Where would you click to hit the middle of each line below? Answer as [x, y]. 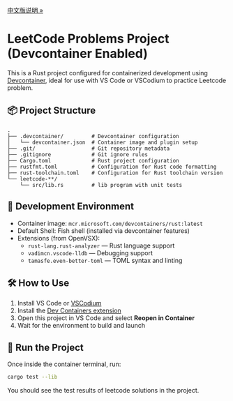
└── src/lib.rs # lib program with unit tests [101, 185]
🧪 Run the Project [45, 347]
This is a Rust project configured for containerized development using [107, 73]
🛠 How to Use [38, 283]
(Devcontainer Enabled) [78, 54]
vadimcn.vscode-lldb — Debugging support [90, 252]
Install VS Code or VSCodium [59, 303]
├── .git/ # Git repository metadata [89, 149]
